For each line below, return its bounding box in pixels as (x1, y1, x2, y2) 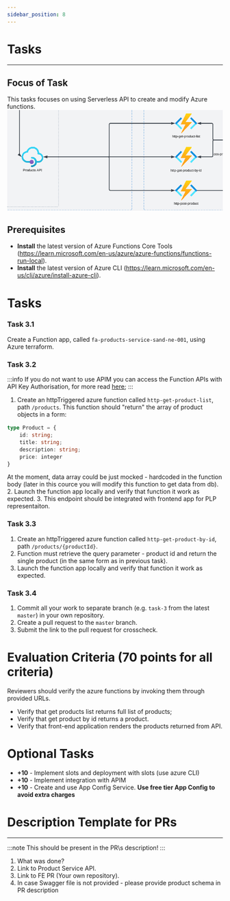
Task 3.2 (7, 360, 36, 369)
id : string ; (19, 432, 53, 439)
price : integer (19, 453, 63, 460)
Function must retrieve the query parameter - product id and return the (16, 549, 217, 558)
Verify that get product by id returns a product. (16, 715, 149, 723)
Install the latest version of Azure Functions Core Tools (16, 242, 173, 250)
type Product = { (7, 425, 57, 432)
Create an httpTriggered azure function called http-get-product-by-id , (16, 534, 217, 543)
